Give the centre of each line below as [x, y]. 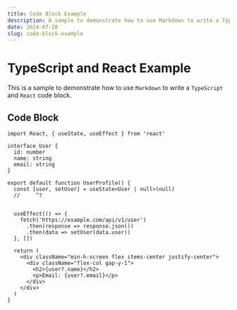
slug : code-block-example [45, 33]
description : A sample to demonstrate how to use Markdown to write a [113, 20]
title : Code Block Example [47, 14]
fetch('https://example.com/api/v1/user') [83, 220]
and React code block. [39, 95]
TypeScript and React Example [99, 68]
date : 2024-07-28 [33, 27]
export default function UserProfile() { [69, 183]
